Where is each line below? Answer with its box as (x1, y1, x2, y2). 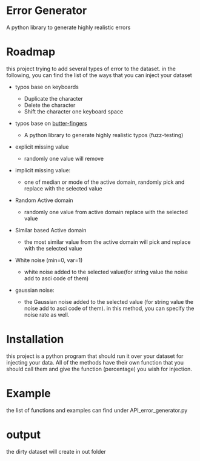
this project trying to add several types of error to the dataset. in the (6, 65, 176, 72)
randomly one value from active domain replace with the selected (24, 208, 188, 215)
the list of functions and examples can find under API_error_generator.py (6, 406, 188, 414)
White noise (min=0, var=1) (15, 256, 83, 264)
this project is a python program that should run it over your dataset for (6, 352, 184, 360)
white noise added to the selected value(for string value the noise (24, 268, 188, 275)
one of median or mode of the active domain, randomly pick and (24, 178, 185, 186)
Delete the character (24, 101, 76, 109)
